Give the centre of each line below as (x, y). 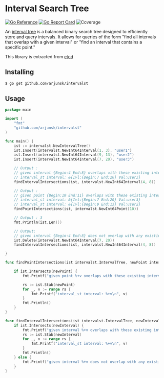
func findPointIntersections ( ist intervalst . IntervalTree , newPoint (76, 262)
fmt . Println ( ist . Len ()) (38, 222)
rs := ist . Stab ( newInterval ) (52, 334)
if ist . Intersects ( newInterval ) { (49, 325)
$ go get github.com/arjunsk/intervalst (47, 83)
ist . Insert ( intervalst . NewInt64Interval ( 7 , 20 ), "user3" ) (74, 160)
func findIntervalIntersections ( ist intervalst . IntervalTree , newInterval (83, 321)
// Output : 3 (28, 218)
